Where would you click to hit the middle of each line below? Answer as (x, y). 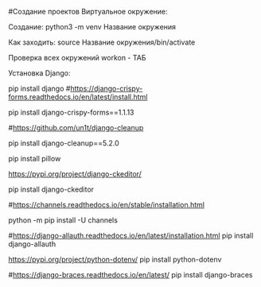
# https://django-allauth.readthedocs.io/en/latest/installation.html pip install (131, 235)
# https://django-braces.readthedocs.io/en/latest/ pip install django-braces (130, 275)
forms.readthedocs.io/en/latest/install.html (78, 97)
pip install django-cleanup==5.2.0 (64, 143)
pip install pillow (35, 159)
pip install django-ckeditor (51, 189)
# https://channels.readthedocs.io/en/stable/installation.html (107, 205)
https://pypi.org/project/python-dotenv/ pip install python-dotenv (115, 259)
